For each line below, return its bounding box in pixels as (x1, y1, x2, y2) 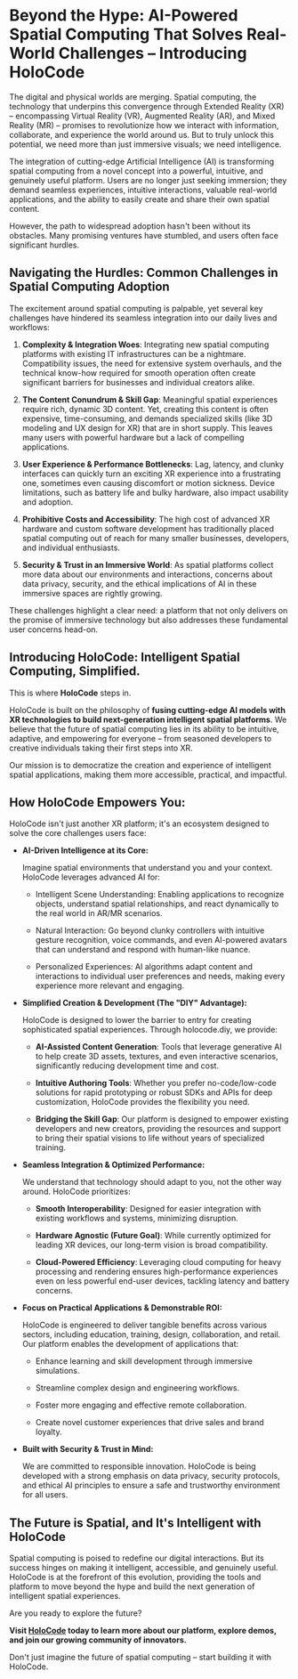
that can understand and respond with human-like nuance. (35, 945, 251, 955)
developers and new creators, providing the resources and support (35, 1123, 282, 1134)
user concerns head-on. (9, 624, 99, 635)
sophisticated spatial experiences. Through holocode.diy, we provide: (21, 1025, 278, 1035)
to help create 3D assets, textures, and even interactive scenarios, (35, 1051, 278, 1062)
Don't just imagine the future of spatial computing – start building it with (9, 1652, 272, 1663)
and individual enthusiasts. (21, 542, 120, 553)
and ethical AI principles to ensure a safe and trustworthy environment (21, 1480, 280, 1491)
